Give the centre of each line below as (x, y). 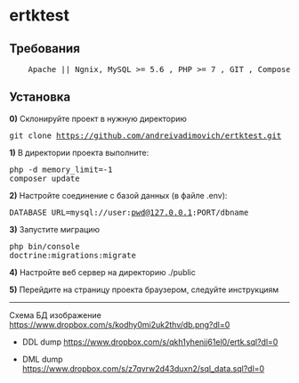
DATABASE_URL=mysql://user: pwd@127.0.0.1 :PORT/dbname (129, 212)
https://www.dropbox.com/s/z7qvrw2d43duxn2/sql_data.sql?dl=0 (143, 368)
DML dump (43, 359)
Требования (44, 49)
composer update (44, 178)
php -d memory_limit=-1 (61, 169)
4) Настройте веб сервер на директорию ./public (102, 272)
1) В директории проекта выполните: (79, 152)
